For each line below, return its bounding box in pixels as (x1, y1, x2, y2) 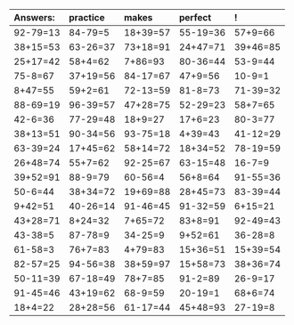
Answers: (13, 12, 55, 23)
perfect (179, 12, 212, 23)
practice (69, 12, 105, 23)
